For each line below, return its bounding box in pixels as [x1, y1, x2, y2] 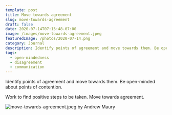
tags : [5, 50, 17, 55]
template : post [5, 7, 38, 13]
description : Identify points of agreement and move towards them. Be [5, 45, 159, 51]
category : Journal [5, 41, 45, 46]
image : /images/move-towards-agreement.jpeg [5, 31, 102, 36]
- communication [10, 64, 45, 70]
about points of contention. [5, 84, 62, 90]
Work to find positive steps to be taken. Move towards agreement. [5, 94, 145, 100]
